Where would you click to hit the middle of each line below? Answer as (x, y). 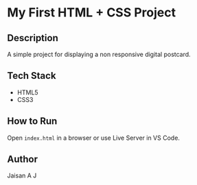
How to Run (32, 121)
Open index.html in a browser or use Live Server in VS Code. (94, 138)
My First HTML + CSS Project (92, 13)
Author (22, 159)
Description (33, 38)
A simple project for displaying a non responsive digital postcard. (99, 54)
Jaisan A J (22, 175)
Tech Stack (32, 76)
